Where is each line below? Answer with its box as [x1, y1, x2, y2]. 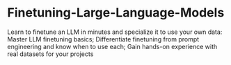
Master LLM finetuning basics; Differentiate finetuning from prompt [7, 35, 200, 43]
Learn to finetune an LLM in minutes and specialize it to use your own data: [7, 28, 223, 36]
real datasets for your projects [7, 50, 94, 58]
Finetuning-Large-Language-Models [7, 5, 225, 21]
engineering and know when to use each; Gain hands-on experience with [7, 42, 218, 50]
